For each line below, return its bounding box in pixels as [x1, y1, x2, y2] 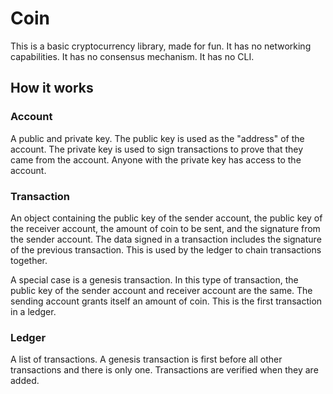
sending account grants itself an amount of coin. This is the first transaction [10, 295, 323, 307]
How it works [10, 80, 94, 97]
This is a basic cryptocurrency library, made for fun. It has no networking [10, 40, 312, 52]
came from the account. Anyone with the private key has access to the [10, 153, 302, 166]
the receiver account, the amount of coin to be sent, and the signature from [10, 222, 321, 234]
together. [10, 254, 48, 266]
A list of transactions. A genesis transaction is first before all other [10, 353, 283, 366]
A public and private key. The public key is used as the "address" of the [10, 132, 305, 144]
